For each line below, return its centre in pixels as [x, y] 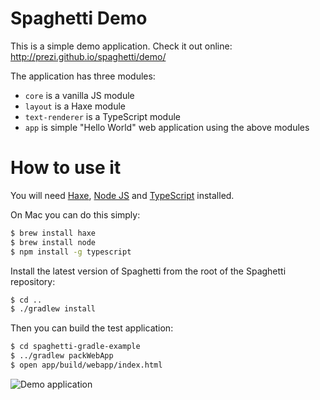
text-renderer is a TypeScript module [103, 116]
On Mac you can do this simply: [75, 214]
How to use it [66, 168]
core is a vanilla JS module [79, 95]
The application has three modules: [83, 76]
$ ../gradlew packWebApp [62, 356]
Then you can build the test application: [92, 328]
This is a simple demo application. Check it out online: [121, 46]
